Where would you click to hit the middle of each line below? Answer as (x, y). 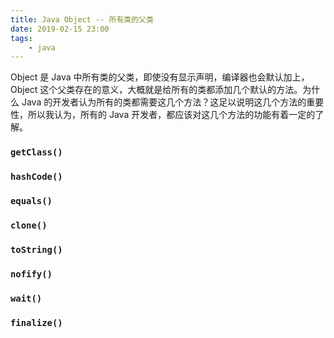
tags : (21, 38)
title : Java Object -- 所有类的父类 (82, 19)
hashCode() (36, 177)
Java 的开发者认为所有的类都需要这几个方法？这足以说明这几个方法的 (164, 102)
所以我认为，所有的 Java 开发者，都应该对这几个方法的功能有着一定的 (171, 115)
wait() (26, 298)
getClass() (36, 152)
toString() (36, 249)
